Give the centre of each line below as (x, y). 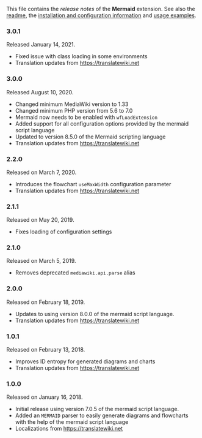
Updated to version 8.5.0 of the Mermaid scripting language (90, 137)
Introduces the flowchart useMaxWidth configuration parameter (93, 184)
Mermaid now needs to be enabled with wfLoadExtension (86, 117)
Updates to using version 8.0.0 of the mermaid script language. (95, 314)
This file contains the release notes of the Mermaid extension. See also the (101, 9)
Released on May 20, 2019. (40, 220)
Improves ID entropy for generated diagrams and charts (85, 361)
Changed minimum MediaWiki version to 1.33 (72, 104)
